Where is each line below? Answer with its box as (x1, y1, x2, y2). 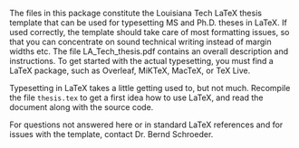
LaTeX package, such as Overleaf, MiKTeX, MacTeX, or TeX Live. (9, 65, 251, 76)
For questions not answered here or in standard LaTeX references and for (9, 119, 284, 130)
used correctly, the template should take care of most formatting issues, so (9, 27, 290, 37)
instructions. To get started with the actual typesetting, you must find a (9, 56, 274, 66)
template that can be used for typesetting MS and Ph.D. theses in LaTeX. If (9, 17, 287, 28)
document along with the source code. (9, 102, 154, 112)
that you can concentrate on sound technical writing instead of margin (9, 36, 272, 47)
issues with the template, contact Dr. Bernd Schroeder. (9, 129, 214, 139)
